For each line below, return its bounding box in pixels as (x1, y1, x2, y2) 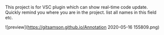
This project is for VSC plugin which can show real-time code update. (5, 4, 148, 10)
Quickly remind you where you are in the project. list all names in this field (5, 9, 157, 15)
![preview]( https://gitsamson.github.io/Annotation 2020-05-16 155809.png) (5, 24, 160, 30)
